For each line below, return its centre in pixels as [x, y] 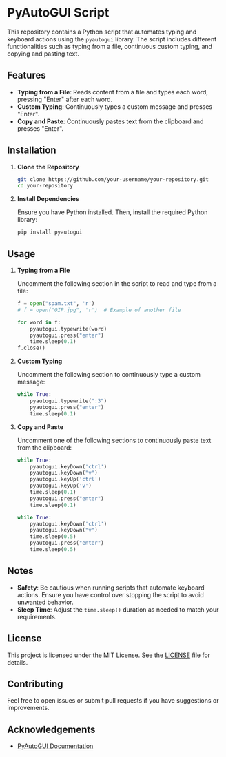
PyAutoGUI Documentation [55, 746]
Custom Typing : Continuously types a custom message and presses [114, 106]
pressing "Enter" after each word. [65, 99]
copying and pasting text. [43, 54]
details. [18, 662]
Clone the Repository [48, 167]
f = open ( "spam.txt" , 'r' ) [56, 304]
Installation [32, 151]
